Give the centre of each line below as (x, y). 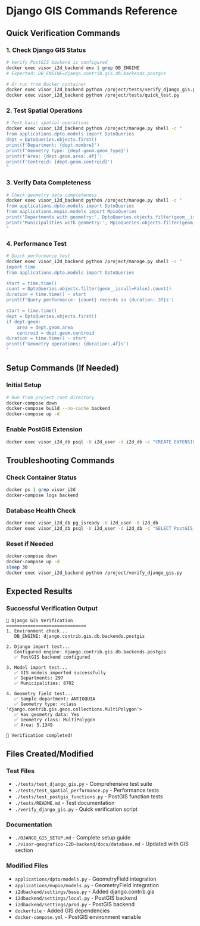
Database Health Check (41, 510)
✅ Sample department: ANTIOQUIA (55, 699)
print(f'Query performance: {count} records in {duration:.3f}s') (90, 300)
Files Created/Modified (50, 754)
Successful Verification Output (52, 608)
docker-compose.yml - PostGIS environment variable (78, 916)
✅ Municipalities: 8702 (44, 683)
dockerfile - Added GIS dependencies (62, 910)
